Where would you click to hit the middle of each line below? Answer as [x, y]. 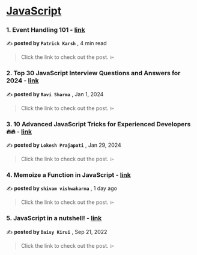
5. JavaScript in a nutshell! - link [54, 218]
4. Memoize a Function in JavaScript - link [68, 175]
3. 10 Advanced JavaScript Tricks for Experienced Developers [98, 124]
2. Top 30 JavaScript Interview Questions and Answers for [93, 73]
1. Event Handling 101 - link [46, 30]
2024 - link [23, 81]
